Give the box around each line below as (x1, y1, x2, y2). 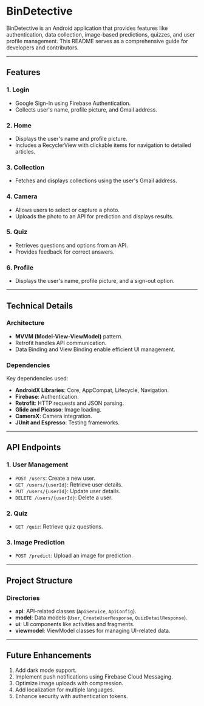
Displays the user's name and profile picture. (15, 135, 127, 142)
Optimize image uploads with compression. (15, 679, 124, 686)
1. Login (6, 85, 30, 94)
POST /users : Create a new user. (15, 474, 96, 482)
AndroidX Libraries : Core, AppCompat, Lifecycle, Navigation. (15, 387, 169, 394)
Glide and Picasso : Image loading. (15, 406, 102, 413)
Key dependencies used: (6, 375, 69, 382)
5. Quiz (6, 227, 28, 236)
